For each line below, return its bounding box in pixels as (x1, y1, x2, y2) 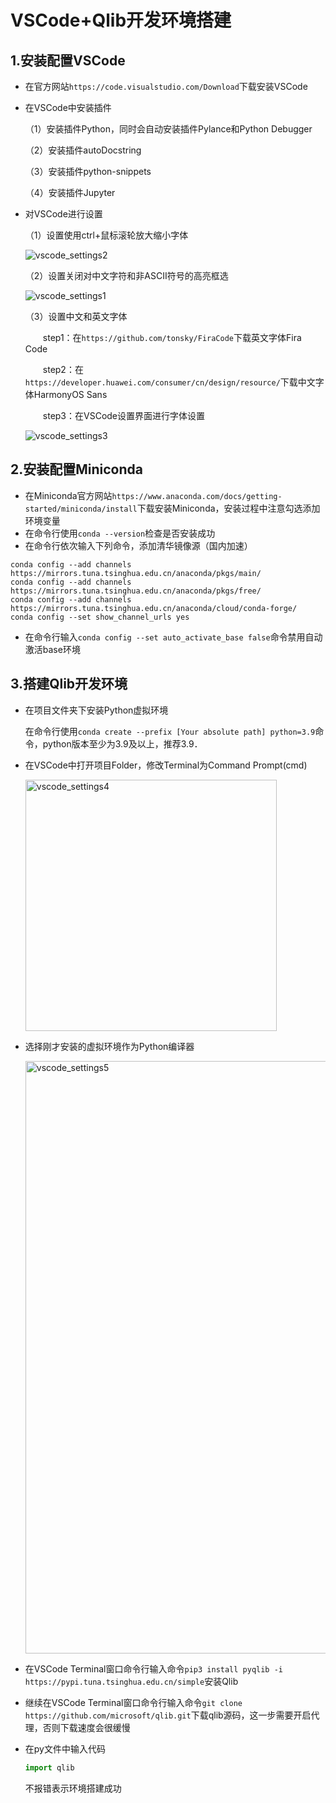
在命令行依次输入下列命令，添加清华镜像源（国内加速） (24, 539, 253, 551)
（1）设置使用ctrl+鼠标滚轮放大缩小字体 (24, 229, 189, 241)
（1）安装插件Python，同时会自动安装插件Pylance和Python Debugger (24, 123, 313, 135)
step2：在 (42, 364, 84, 375)
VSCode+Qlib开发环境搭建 (10, 9, 232, 32)
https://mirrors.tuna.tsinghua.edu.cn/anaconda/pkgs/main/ (10, 568, 262, 578)
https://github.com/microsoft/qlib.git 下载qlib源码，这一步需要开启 (24, 1709, 312, 1721)
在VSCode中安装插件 (24, 102, 112, 113)
